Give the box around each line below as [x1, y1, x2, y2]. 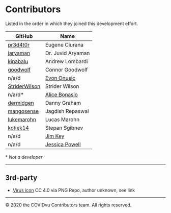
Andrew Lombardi [45, 58, 88, 65]
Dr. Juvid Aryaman [45, 50, 90, 57]
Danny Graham [45, 99, 81, 106]
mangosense [8, 107, 39, 114]
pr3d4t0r [8, 41, 30, 48]
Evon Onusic [45, 74, 75, 81]
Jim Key [45, 132, 65, 139]
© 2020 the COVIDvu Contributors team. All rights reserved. [5, 202, 132, 208]
